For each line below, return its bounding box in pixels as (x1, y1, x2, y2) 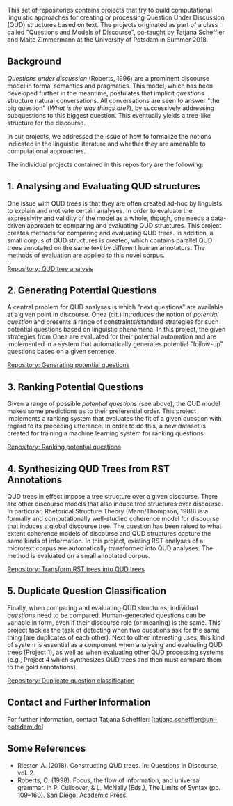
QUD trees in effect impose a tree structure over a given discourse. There (7, 493, 218, 501)
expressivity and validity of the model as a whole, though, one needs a (7, 214, 210, 222)
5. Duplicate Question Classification (7, 585, 167, 597)
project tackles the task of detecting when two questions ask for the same (7, 626, 220, 634)
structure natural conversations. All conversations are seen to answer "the (7, 96, 220, 104)
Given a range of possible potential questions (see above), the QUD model (7, 400, 220, 408)
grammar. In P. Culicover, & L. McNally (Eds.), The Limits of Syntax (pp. (17, 783, 221, 791)
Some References (7, 743, 86, 754)
